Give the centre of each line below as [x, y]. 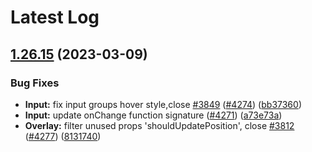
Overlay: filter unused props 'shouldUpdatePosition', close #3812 [159, 125]
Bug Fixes [35, 83]
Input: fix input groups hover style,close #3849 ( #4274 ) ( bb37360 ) [163, 104]
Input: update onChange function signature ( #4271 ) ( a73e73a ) [153, 115]
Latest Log [55, 17]
